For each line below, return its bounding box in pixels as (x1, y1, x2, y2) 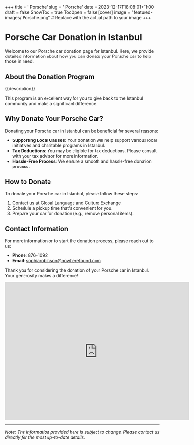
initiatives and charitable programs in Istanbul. (12, 142, 106, 148)
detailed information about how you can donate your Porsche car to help (5, 53, 152, 59)
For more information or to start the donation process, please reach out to (5, 238, 154, 244)
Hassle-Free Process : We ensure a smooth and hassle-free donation (12, 158, 152, 164)
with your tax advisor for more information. (12, 153, 99, 159)
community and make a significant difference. (5, 100, 98, 106)
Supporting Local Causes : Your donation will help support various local (12, 137, 157, 143)
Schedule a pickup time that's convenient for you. (12, 205, 113, 211)
